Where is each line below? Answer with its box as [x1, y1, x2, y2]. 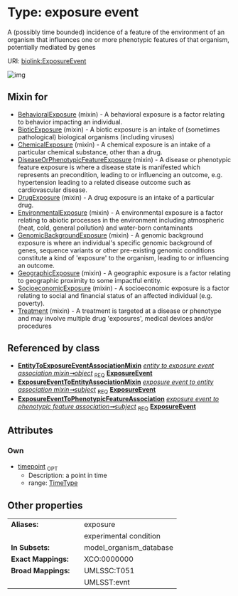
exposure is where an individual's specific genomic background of [17, 238, 213, 247]
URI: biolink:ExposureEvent [7, 56, 87, 65]
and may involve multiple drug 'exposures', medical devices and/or [17, 314, 214, 322]
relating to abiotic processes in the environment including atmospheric [17, 215, 225, 224]
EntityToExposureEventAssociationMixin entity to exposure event [17, 361, 215, 370]
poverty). [17, 299, 45, 307]
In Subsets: [11, 543, 50, 553]
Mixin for [7, 91, 48, 103]
